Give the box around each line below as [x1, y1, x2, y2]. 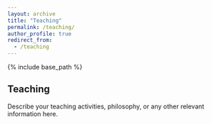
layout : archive [7, 10, 56, 18]
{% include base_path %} [7, 63, 83, 71]
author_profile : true [7, 30, 72, 38]
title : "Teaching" [7, 17, 62, 24]
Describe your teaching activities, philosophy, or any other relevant [7, 102, 205, 111]
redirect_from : [7, 37, 53, 44]
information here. [7, 109, 59, 118]
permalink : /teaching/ [7, 23, 75, 30]
